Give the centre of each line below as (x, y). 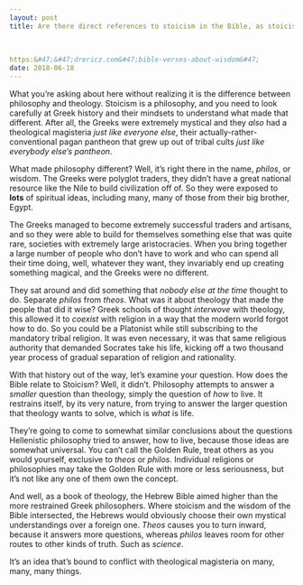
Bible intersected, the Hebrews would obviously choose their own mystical (148, 515)
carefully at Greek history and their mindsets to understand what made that (149, 113)
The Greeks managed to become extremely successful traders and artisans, (151, 224)
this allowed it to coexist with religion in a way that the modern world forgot (149, 319)
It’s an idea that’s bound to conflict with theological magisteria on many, (142, 562)
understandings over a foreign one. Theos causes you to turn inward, (138, 525)
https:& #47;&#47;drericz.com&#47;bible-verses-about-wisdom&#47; (134, 60)
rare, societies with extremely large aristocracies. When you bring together (148, 244)
